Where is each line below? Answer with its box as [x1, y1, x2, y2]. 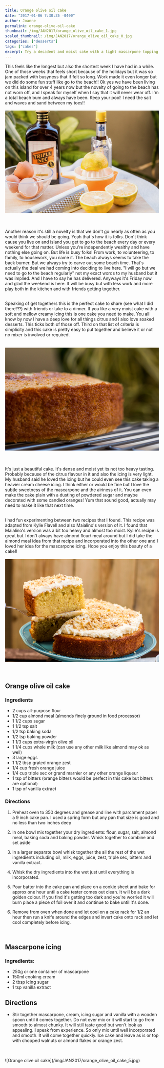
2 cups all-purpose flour [12, 708, 61, 714]
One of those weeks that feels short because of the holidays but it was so [5, 69, 153, 75]
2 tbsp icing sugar [12, 979, 49, 985]
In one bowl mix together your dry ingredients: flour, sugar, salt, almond [12, 829, 156, 835]
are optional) [12, 781, 38, 787]
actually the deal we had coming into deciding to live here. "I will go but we [5, 265, 156, 271]
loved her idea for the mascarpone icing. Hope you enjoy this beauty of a [5, 543, 152, 549]
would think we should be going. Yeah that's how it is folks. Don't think [5, 234, 147, 240]
